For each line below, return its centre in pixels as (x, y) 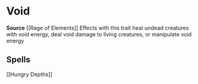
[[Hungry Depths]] (30, 74)
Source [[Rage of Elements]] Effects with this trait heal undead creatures (98, 28)
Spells (18, 60)
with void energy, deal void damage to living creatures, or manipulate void (99, 34)
